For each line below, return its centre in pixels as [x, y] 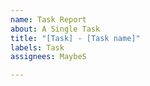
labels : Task [37, 47]
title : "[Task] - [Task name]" [75, 38]
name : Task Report [48, 19]
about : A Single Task [55, 29]
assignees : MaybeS [48, 57]
